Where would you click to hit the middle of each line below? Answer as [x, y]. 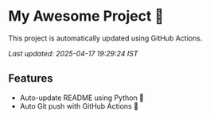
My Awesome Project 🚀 [86, 16]
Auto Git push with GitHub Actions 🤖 [79, 106]
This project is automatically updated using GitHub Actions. [105, 38]
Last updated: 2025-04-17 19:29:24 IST [73, 53]
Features [31, 79]
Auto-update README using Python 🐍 [82, 98]
